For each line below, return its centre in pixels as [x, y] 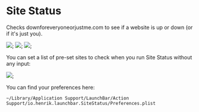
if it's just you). [24, 33]
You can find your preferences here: [51, 87]
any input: [18, 63]
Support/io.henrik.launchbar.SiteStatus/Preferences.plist [81, 103]
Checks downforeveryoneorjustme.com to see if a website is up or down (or [99, 27]
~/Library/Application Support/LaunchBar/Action [68, 98]
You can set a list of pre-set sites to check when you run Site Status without [99, 57]
